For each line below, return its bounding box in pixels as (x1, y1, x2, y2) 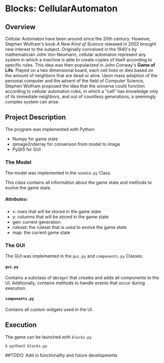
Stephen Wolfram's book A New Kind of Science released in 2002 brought (5, 41, 157, 47)
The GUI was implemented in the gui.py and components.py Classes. (5, 253, 144, 259)
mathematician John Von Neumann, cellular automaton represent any (5, 51, 146, 57)
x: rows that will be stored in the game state (12, 209, 101, 215)
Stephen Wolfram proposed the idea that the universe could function (5, 83, 145, 89)
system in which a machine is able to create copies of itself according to (5, 57, 152, 62)
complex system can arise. (5, 99, 60, 104)
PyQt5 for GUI (12, 146, 41, 152)
